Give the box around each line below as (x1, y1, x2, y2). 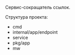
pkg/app (12, 40, 30, 46)
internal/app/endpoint (12, 29, 58, 35)
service (12, 35, 29, 40)
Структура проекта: (5, 14, 48, 20)
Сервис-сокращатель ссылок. (5, 5, 70, 10)
